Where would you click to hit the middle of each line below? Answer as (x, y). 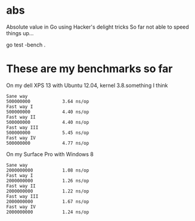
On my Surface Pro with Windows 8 (50, 154)
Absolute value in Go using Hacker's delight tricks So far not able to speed (97, 27)
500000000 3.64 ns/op (48, 101)
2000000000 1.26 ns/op (48, 180)
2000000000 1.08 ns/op (48, 170)
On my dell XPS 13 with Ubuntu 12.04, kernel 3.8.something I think (87, 85)
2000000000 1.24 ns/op (48, 212)
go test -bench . (26, 45)
